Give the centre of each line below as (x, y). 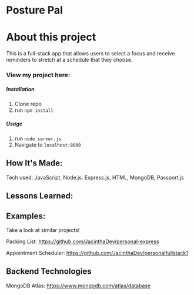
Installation (20, 89)
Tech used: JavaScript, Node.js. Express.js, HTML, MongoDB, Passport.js (95, 177)
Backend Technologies (49, 271)
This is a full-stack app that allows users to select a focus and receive (91, 54)
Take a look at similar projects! (43, 230)
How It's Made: (34, 163)
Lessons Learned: (40, 196)
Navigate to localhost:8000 (48, 144)
